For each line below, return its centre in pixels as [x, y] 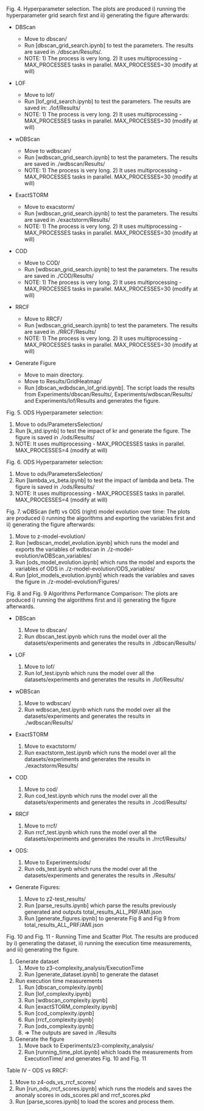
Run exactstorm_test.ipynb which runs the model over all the [100, 753]
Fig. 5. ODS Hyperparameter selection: [55, 413]
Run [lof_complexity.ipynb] [58, 994]
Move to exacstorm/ [49, 207]
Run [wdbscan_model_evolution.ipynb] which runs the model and [97, 543]
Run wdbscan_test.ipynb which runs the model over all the [97, 710]
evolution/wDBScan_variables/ [53, 556]
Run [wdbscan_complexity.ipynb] [66, 1000]
